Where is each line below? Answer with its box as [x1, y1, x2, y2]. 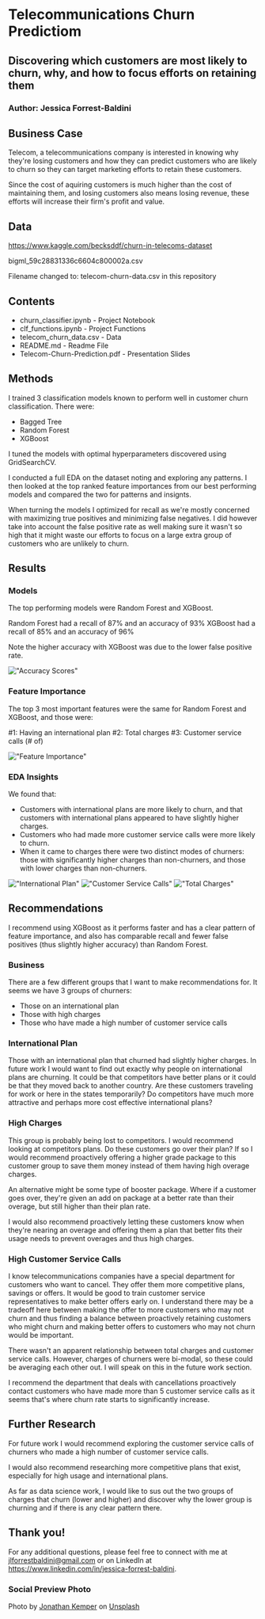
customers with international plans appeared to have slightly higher [19, 813, 240, 823]
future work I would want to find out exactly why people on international [8, 1064, 243, 1074]
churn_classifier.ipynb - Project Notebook [19, 315, 156, 325]
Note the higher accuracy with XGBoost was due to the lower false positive [8, 642, 252, 652]
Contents [8, 295, 55, 308]
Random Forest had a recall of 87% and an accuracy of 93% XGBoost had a [8, 619, 256, 628]
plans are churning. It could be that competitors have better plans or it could [8, 1072, 257, 1082]
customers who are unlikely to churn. [8, 539, 129, 548]
